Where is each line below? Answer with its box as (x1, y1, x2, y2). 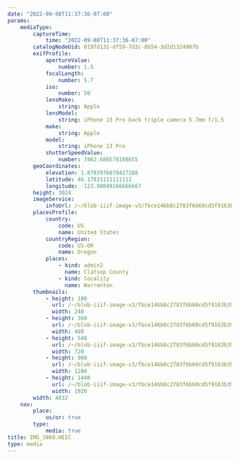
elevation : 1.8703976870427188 (45, 169, 139, 176)
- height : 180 (45, 295, 87, 302)
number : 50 (58, 90, 91, 97)
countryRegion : (45, 236, 91, 243)
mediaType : (20, 23, 53, 31)
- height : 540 (45, 334, 87, 342)
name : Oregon (58, 248, 97, 256)
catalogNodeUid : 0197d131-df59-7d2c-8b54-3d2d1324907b (33, 43, 199, 51)
